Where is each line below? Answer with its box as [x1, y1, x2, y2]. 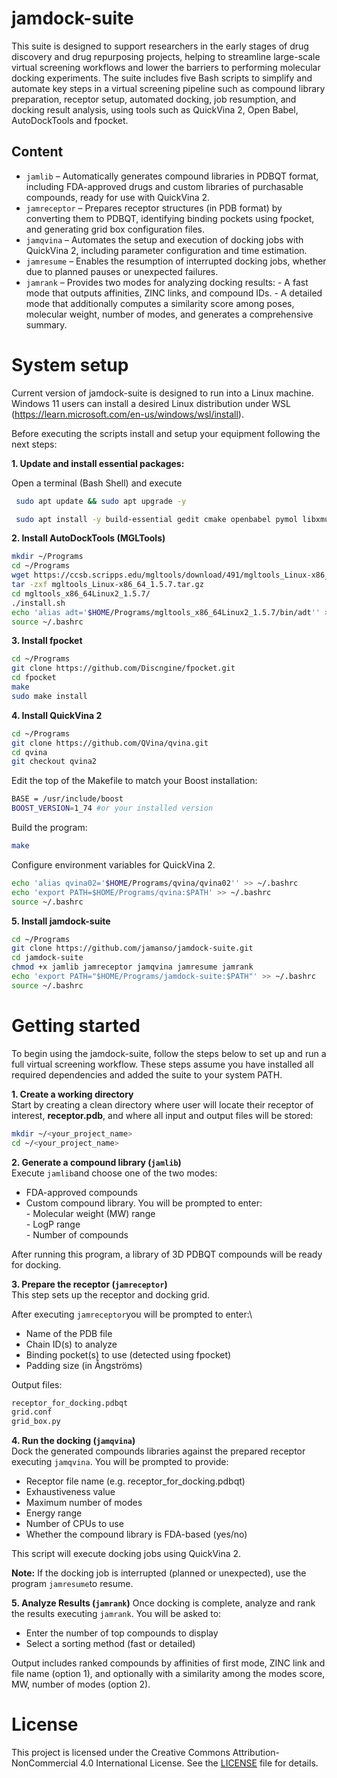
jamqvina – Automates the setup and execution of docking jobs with [25, 233, 304, 246]
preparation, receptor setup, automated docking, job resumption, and [11, 93, 297, 105]
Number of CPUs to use [25, 1518, 124, 1530]
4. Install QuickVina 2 [11, 709, 103, 721]
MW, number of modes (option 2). [11, 1678, 151, 1691]
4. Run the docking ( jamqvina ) [11, 1435, 136, 1447]
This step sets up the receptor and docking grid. [11, 1288, 211, 1301]
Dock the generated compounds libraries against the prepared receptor [11, 1445, 306, 1457]
